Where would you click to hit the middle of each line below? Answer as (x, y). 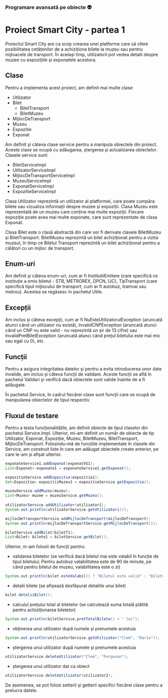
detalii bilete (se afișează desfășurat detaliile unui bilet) (69, 586)
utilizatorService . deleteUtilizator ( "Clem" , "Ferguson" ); (67, 656)
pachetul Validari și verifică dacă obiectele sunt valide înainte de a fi (75, 380)
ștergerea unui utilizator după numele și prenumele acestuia (74, 647)
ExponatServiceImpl (33, 186)
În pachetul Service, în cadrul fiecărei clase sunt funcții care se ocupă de (80, 395)
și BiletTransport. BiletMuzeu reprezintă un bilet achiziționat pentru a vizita (82, 237)
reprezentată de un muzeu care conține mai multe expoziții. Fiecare (74, 212)
